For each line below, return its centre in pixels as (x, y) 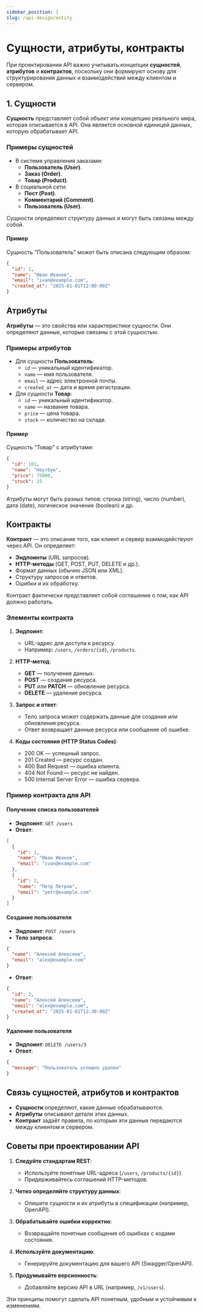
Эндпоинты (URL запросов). (53, 558)
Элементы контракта (40, 618)
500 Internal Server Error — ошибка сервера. (82, 779)
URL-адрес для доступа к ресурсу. (70, 643)
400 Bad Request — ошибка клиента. (72, 766)
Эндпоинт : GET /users (44, 823)
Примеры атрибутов (39, 348)
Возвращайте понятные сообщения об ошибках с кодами (100, 1233)
